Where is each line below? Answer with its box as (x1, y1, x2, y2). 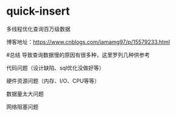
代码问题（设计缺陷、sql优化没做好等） (6, 64, 105, 71)
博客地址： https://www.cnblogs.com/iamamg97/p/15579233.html (6, 38, 171, 45)
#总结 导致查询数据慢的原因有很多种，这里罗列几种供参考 (6, 51, 150, 59)
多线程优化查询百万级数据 (6, 25, 71, 32)
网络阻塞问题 (6, 103, 38, 111)
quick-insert (6, 4, 70, 18)
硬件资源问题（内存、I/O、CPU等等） (6, 77, 100, 84)
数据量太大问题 (6, 90, 44, 97)
